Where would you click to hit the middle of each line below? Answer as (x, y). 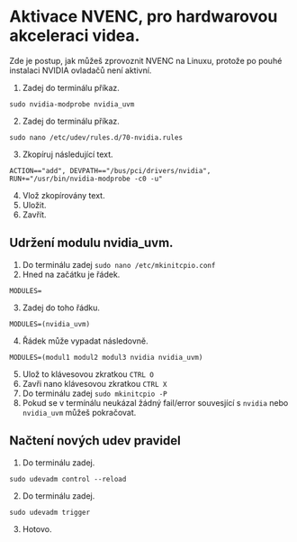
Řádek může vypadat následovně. (85, 341)
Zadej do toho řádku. (61, 308)
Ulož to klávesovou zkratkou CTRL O (88, 374)
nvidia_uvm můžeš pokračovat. (79, 412)
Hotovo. (37, 528)
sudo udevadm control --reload (68, 479)
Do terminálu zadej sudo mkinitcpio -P (95, 393)
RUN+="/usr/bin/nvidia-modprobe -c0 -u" (86, 179)
